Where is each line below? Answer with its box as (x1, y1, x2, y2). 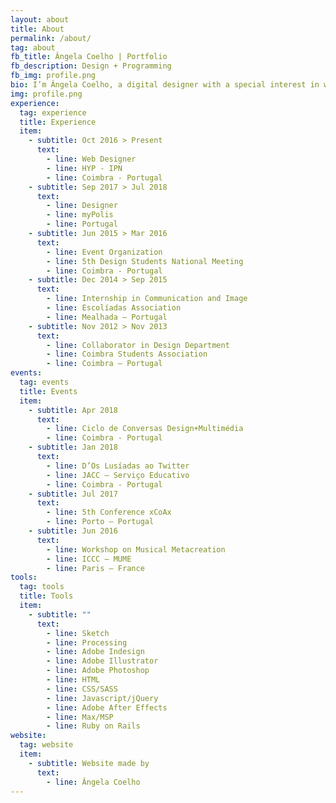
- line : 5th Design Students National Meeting (46, 256, 244, 266)
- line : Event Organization (46, 247, 163, 257)
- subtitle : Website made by (28, 758, 150, 768)
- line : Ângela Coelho (46, 777, 141, 787)
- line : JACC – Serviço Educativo (46, 470, 190, 480)
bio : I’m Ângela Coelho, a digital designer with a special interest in (10, 80, 320, 90)
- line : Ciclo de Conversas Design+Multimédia (46, 424, 244, 434)
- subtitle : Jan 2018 (28, 442, 118, 453)
